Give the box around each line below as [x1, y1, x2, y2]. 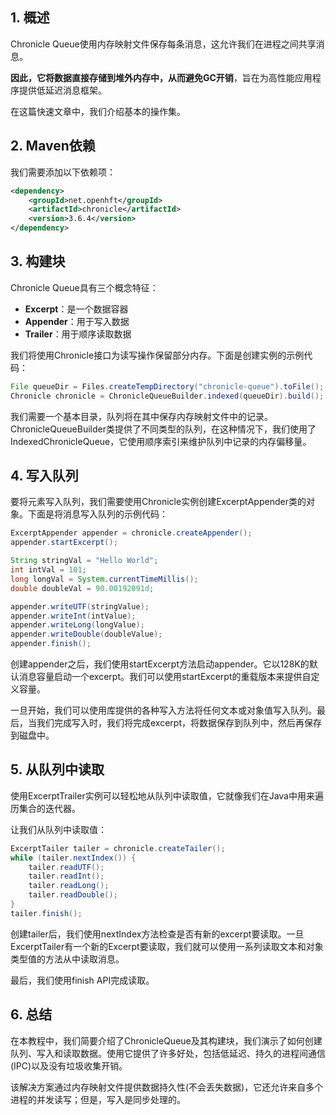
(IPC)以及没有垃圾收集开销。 [10, 1059, 128, 1072]
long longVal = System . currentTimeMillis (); [10, 574, 199, 584]
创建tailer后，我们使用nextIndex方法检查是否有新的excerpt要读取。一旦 [10, 928, 305, 940]
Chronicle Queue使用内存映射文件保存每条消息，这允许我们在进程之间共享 [10, 38, 317, 50]
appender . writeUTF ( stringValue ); [10, 601, 150, 612]
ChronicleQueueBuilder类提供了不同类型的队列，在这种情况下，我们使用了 [10, 423, 317, 435]
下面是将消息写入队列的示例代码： [27, 508, 168, 520]
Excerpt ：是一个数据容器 [24, 303, 129, 315]
